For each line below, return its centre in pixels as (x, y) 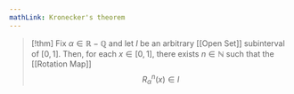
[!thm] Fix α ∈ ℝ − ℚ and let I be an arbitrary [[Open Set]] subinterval (158, 43)
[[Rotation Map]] (61, 64)
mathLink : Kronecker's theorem (67, 17)
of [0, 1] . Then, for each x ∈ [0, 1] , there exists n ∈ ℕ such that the (152, 53)
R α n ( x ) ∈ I (161, 79)
